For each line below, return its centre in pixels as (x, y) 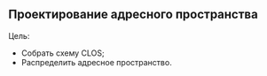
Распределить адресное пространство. (96, 62)
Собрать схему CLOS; (63, 53)
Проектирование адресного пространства (133, 15)
